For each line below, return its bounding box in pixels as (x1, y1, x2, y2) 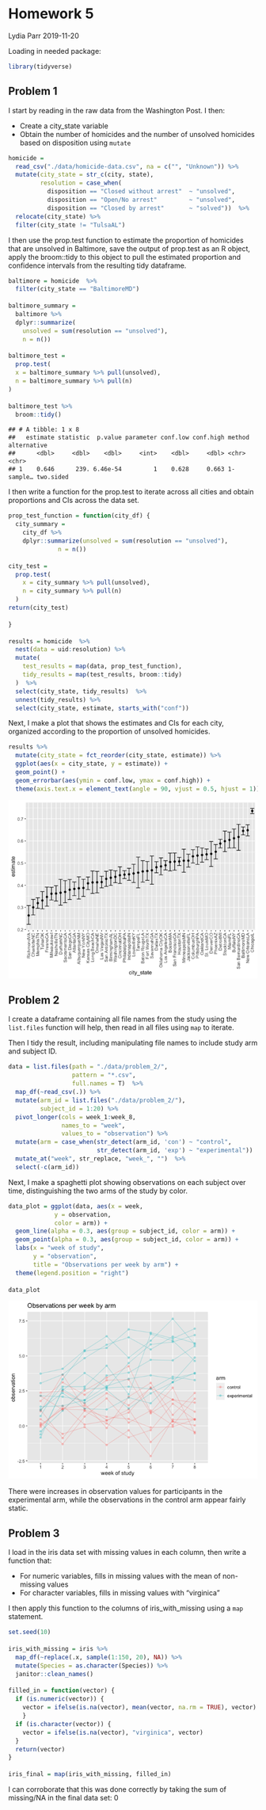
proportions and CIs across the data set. (8, 496, 140, 505)
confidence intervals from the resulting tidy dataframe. (8, 261, 187, 270)
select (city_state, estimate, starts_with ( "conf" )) (15, 704, 190, 712)
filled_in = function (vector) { (8, 1686, 115, 1695)
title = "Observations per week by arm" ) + (32, 1260, 179, 1268)
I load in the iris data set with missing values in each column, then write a (8, 1548, 247, 1557)
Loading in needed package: (8, 46, 101, 55)
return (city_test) (8, 604, 69, 612)
